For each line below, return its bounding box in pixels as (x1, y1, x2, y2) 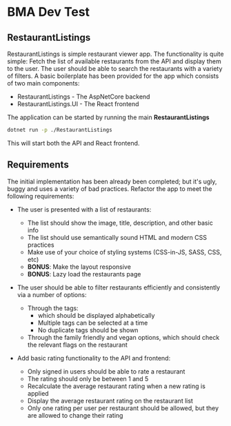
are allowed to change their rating (27, 411, 123, 419)
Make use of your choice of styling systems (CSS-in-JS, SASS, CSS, (27, 247, 222, 256)
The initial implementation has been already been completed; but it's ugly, (7, 177, 217, 185)
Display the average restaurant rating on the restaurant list (27, 396, 193, 405)
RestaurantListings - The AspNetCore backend (17, 92, 150, 101)
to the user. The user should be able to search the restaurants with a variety (7, 65, 223, 72)
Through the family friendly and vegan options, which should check (27, 333, 220, 341)
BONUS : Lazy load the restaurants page (27, 270, 141, 278)
